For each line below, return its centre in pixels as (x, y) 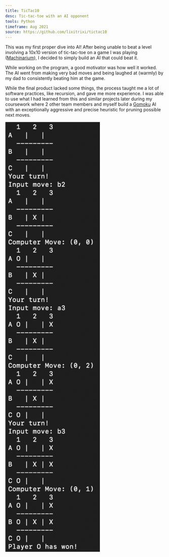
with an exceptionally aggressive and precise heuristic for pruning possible (83, 110)
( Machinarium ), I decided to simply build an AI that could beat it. (72, 58)
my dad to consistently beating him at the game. (55, 78)
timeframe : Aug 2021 (27, 27)
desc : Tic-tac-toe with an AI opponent (47, 16)
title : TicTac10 (22, 11)
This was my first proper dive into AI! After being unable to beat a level (78, 47)
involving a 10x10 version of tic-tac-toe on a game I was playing (71, 53)
